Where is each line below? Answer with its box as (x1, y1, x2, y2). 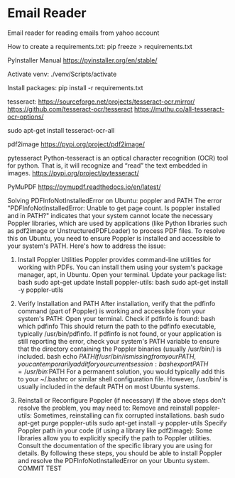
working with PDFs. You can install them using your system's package (17, 263, 224, 271)
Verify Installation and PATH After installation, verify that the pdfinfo (17, 299, 216, 308)
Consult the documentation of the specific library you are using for (17, 441, 213, 450)
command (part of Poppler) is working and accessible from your (17, 307, 206, 315)
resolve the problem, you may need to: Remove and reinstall (17, 403, 194, 412)
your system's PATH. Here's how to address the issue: (7, 241, 166, 250)
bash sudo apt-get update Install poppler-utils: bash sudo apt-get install (17, 278, 229, 286)
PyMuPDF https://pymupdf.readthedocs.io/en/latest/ (7, 183, 161, 191)
